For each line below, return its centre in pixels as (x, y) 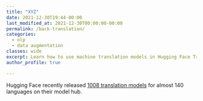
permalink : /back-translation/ (46, 29)
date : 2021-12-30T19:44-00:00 (44, 18)
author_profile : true (34, 62)
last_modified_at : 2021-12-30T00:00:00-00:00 (64, 23)
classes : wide (24, 51)
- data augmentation (37, 46)
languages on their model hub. (44, 91)
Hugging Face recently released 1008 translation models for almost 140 (95, 85)
